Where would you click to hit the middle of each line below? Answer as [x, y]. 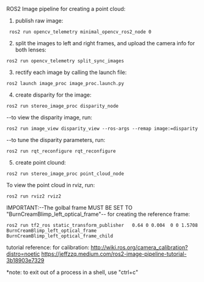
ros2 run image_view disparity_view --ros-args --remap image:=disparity [102, 128]
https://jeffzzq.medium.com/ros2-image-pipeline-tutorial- [114, 254]
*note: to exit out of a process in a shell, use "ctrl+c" [72, 272]
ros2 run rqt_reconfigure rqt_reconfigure [61, 151]
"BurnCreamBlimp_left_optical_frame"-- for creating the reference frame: [98, 214]
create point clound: [40, 162]
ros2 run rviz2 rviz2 [34, 196]
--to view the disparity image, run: [49, 117]
